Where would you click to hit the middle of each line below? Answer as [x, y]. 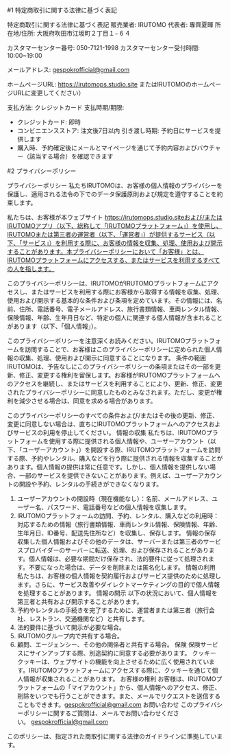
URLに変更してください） [49, 93]
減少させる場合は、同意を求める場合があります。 [88, 401]
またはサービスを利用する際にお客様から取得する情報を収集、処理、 [127, 292]
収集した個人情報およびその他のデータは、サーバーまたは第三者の [110, 542]
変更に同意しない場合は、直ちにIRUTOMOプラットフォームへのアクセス [108, 424]
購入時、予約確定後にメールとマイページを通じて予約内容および [107, 148]
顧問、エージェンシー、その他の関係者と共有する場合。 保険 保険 [108, 644]
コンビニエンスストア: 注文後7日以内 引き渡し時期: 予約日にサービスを [116, 130]
